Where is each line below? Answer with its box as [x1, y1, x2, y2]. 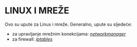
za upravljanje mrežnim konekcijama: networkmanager [12, 31, 126, 37]
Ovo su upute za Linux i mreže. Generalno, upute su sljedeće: [5, 21, 132, 27]
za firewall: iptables [12, 36, 53, 42]
